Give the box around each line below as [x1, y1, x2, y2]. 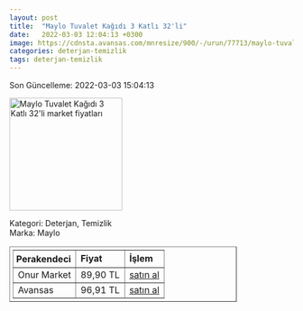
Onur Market [17, 269, 72, 280]
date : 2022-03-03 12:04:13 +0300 [9, 30, 143, 39]
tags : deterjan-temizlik [9, 55, 103, 64]
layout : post [9, 13, 59, 23]
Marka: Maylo [9, 227, 60, 238]
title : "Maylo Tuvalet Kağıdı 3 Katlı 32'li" [9, 22, 188, 31]
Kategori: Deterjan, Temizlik [9, 218, 113, 228]
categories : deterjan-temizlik [9, 47, 127, 56]
